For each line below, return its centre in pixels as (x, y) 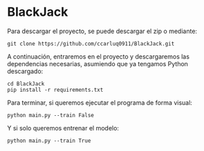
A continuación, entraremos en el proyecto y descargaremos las (99, 57)
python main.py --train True (49, 141)
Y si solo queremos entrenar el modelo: (63, 128)
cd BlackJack (26, 83)
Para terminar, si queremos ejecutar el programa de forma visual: (100, 102)
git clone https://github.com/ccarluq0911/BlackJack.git (91, 43)
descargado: (25, 71)
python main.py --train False (51, 115)
